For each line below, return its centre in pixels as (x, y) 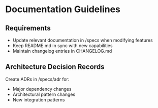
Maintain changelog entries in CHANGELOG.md (62, 51)
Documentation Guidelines (63, 9)
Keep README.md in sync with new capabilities (62, 46)
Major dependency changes (42, 89)
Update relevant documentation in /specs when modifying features (83, 40)
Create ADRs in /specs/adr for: (37, 79)
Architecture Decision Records (55, 67)
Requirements (28, 28)
